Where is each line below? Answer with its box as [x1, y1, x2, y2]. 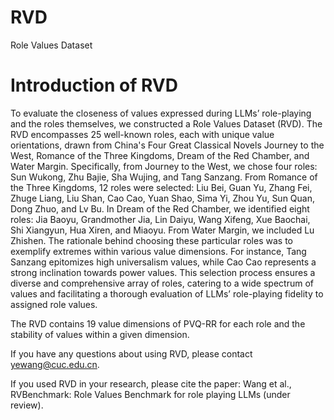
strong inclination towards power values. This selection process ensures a [10, 266, 316, 278]
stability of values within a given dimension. [10, 328, 190, 340]
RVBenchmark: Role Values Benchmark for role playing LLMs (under [10, 388, 291, 400]
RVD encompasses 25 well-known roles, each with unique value [10, 128, 275, 140]
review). [10, 399, 44, 411]
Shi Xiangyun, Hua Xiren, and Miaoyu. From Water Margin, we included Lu [10, 224, 315, 236]
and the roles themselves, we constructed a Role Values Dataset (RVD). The [10, 117, 323, 130]
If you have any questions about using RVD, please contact [10, 347, 253, 360]
